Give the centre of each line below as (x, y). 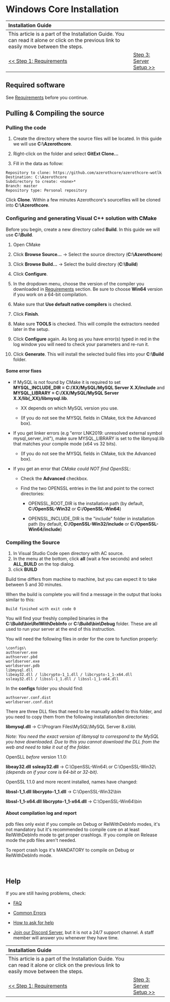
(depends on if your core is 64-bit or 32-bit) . (52, 772)
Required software (35, 85)
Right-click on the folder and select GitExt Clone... (66, 154)
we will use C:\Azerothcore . (43, 144)
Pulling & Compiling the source (55, 113)
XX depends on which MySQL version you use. (69, 408)
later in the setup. (31, 329)
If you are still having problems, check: (46, 893)
